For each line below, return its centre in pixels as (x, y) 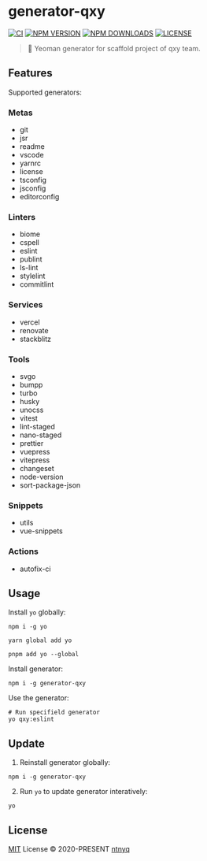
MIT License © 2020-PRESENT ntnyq (69, 848)
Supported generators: (45, 92)
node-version (42, 477)
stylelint (32, 276)
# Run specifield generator (54, 713)
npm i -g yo (28, 627)
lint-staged (37, 426)
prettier (31, 443)
